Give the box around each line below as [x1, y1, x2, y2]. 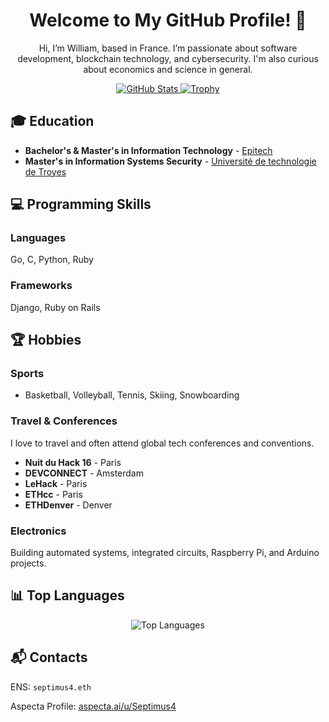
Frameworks [10, 279, 73, 293]
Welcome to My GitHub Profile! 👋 [29, 9, 307, 32]
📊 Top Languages [10, 587, 125, 604]
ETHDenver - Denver [24, 499, 113, 511]
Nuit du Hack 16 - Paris [24, 456, 122, 468]
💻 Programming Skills [10, 196, 152, 213]
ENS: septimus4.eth [10, 680, 92, 693]
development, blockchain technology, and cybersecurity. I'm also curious [17, 52, 319, 64]
